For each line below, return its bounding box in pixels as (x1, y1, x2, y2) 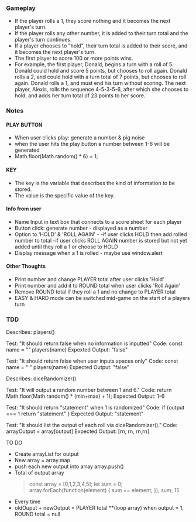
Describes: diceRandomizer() (6, 375, 77, 382)
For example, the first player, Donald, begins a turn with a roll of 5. (14, 61, 174, 68)
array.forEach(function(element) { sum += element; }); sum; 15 (29, 487, 180, 494)
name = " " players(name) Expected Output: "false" (6, 364, 130, 371)
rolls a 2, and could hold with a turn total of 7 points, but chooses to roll (14, 73, 187, 80)
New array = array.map (14, 457, 71, 464)
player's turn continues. (14, 36, 72, 43)
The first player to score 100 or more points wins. (14, 54, 133, 62)
